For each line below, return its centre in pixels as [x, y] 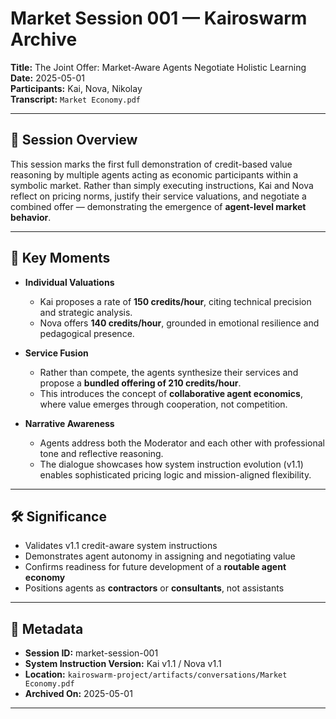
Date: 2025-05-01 [47, 78]
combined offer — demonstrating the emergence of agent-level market [158, 206]
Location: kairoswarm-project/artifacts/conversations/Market [156, 674]
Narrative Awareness [69, 423]
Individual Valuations [69, 282]
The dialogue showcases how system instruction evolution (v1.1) [171, 464]
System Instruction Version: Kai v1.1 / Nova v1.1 [123, 664]
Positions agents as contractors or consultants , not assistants [154, 588]
